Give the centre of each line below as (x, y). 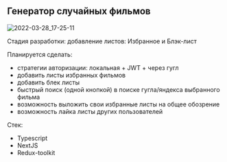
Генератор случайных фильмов (79, 11)
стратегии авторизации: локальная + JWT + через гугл (98, 67)
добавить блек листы (48, 82)
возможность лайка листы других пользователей (90, 111)
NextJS (27, 145)
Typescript (32, 138)
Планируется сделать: (40, 54)
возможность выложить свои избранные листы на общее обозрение (118, 104)
